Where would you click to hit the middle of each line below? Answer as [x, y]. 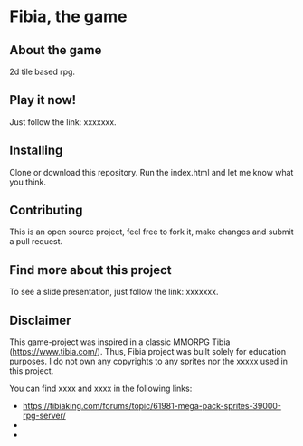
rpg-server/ [44, 416]
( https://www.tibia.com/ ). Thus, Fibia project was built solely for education [148, 352]
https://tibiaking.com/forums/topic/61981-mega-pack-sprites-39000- [152, 406]
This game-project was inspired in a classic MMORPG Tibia [120, 342]
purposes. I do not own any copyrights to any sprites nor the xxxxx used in [148, 361]
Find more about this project [90, 270]
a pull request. [36, 242]
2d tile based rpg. [42, 71]
